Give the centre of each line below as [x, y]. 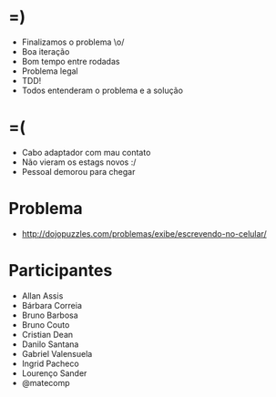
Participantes [61, 270]
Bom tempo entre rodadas [71, 61]
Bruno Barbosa [50, 315]
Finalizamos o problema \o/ [73, 42]
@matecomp [46, 382]
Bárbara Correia [52, 305]
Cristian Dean [47, 334]
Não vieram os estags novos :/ [79, 162]
